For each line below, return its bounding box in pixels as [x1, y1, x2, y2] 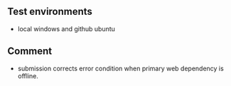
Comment [7, 45, 53, 58]
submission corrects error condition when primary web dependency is [17, 64, 224, 72]
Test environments [7, 6, 92, 18]
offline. [17, 71, 39, 80]
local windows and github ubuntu [17, 24, 116, 33]
